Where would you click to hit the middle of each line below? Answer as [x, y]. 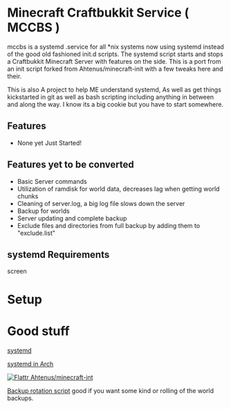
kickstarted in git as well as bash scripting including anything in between [111, 97]
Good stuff [39, 331]
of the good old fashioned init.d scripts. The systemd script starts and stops [115, 54]
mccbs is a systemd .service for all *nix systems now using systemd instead [116, 46]
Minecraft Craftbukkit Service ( [98, 13]
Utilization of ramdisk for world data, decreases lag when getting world [118, 189]
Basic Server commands [52, 181]
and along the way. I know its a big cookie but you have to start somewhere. [115, 104]
